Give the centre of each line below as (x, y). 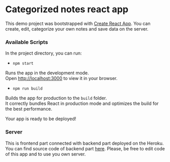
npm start (23, 64)
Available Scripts (27, 42)
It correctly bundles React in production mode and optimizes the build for (82, 103)
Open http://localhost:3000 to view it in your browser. (62, 78)
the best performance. (29, 109)
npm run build (27, 89)
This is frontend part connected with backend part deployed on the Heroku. (84, 143)
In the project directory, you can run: (44, 53)
